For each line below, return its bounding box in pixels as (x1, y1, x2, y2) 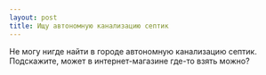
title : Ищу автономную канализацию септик (9, 21, 169, 30)
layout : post (9, 12, 58, 22)
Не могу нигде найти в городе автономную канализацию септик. (9, 46, 258, 56)
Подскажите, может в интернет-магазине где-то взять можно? (9, 55, 251, 66)
